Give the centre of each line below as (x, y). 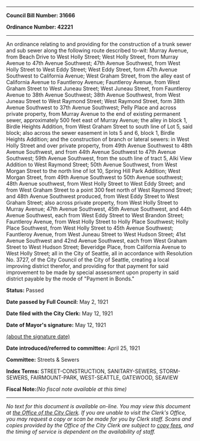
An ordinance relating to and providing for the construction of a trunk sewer (99, 44)
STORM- (170, 371)
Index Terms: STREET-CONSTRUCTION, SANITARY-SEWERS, (82, 371)
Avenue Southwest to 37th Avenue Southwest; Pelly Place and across (91, 107)
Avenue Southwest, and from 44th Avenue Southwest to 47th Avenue (91, 152)
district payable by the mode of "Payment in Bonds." (71, 279)
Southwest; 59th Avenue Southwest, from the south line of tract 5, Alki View (99, 158)
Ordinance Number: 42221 (40, 27)
